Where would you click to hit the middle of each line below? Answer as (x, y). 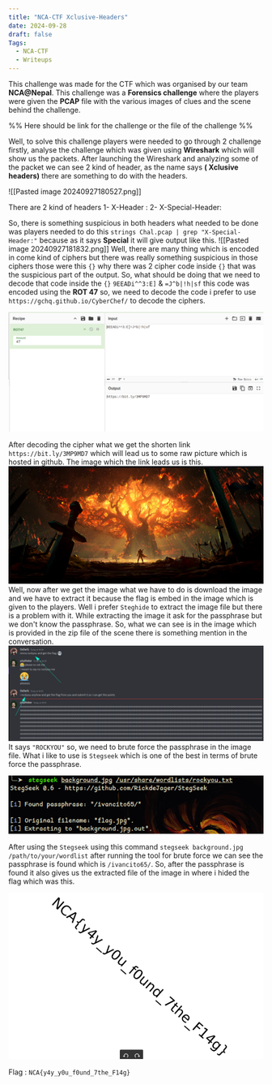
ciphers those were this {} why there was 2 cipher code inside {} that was (132, 266)
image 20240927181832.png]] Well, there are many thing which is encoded (134, 249)
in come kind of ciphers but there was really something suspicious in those (133, 257)
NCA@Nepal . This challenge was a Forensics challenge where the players (134, 93)
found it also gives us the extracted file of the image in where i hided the (129, 872)
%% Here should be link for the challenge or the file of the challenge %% (131, 125)
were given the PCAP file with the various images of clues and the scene (130, 101)
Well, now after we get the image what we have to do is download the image (136, 589)
